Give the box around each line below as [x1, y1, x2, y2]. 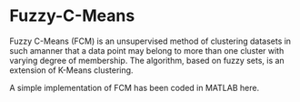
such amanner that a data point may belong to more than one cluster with [9, 45, 285, 56]
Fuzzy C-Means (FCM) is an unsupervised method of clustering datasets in [9, 36, 292, 46]
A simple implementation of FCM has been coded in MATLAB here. [9, 82, 260, 93]
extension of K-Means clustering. [9, 65, 134, 76]
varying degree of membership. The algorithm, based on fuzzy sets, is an [9, 55, 285, 66]
